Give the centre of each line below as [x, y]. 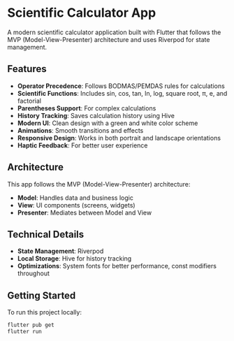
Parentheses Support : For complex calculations [87, 108]
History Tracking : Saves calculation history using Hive [96, 115]
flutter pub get [31, 325]
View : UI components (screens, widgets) [76, 205]
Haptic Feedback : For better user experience [82, 145]
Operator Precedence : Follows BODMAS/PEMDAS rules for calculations [121, 86]
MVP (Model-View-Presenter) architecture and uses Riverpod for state [109, 39]
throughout [34, 273]
